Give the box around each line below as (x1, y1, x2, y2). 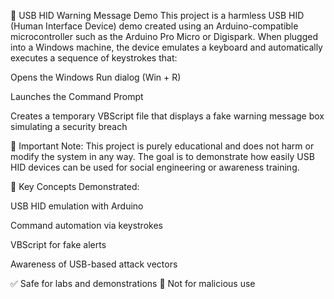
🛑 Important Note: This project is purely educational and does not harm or (10, 140, 315, 152)
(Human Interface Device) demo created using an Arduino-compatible (10, 20, 299, 32)
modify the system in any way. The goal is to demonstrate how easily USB (10, 151, 315, 162)
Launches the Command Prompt (10, 91, 144, 102)
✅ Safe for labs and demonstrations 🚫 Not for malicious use (10, 278, 256, 289)
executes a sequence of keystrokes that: (10, 52, 178, 64)
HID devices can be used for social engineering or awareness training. (10, 161, 300, 173)
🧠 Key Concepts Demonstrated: (10, 181, 140, 192)
